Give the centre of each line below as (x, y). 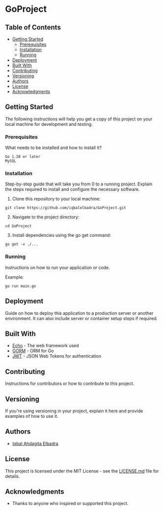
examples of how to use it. (32, 416)
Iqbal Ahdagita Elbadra (35, 443)
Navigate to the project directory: (46, 217)
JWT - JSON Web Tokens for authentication (57, 356)
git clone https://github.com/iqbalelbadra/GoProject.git (66, 208)
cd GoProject (18, 226)
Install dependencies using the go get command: (62, 235)
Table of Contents (33, 27)
